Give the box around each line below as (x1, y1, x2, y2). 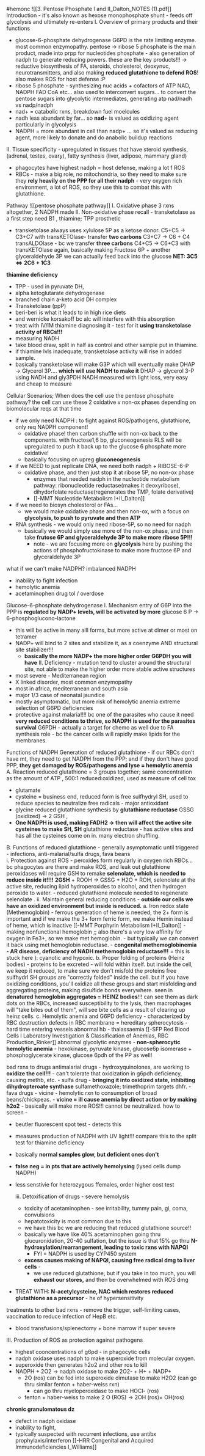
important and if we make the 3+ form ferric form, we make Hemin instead (6, 915, 193, 922)
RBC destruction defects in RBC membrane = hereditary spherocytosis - (6, 1019, 188, 1026)
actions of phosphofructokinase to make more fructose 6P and (33, 547, 192, 554)
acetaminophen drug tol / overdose (15, 590, 104, 597)
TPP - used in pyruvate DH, (15, 283, 84, 290)
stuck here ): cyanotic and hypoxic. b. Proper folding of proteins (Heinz (6, 954, 185, 961)
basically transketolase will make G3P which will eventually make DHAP (15, 360, 195, 368)
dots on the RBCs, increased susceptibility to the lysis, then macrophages (6, 1000, 192, 1007)
